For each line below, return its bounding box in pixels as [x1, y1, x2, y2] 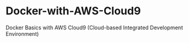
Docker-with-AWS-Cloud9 [5, 4, 141, 18]
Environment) [5, 30, 39, 37]
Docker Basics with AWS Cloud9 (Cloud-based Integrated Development [5, 24, 183, 31]
